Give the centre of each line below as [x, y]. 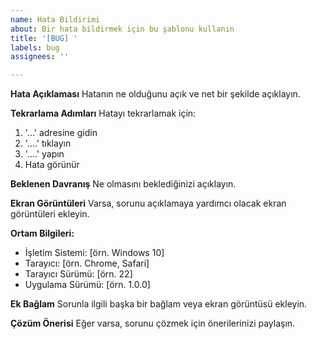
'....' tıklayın [48, 143]
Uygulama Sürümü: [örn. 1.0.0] [87, 285]
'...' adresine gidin [61, 133]
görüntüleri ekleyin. [50, 214]
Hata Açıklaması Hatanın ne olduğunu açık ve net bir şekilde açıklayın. [155, 94]
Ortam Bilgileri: [42, 233]
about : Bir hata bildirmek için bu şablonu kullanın [122, 29]
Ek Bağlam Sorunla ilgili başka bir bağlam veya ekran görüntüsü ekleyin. [159, 304]
